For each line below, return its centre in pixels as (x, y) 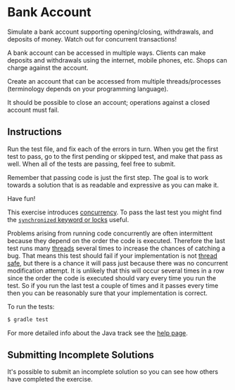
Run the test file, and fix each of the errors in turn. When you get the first (113, 149)
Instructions (34, 132)
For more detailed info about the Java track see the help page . (98, 333)
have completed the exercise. (50, 379)
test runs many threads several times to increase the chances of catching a (116, 248)
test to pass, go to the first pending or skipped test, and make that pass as (115, 156)
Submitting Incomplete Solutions (81, 355)
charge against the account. (48, 67)
